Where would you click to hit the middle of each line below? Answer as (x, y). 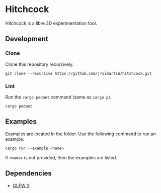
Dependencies (28, 174)
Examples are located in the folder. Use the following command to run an (80, 134)
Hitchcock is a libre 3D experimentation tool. (51, 23)
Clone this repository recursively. (39, 64)
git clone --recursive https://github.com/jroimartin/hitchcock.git (78, 73)
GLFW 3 (21, 185)
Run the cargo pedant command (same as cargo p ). (58, 97)
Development (27, 39)
